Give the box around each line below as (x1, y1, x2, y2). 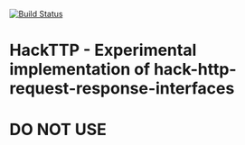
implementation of (9, 59, 151, 80)
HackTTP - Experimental (9, 41, 197, 60)
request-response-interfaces (9, 78, 235, 99)
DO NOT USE (9, 120, 107, 140)
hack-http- (153, 59, 237, 80)
